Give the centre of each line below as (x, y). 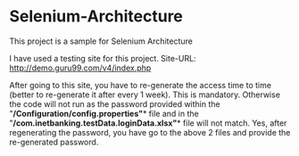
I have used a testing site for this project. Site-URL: (103, 58)
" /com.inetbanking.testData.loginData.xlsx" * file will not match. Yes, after (148, 123)
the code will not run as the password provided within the (115, 103)
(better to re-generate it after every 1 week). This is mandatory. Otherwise (145, 94)
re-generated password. (54, 142)
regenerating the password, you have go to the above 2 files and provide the (150, 132)
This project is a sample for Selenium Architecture (101, 41)
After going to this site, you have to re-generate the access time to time (141, 85)
